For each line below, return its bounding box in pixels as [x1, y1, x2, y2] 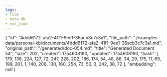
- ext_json [5, 21, 28, 26]
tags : [5, 7, 16, 12]
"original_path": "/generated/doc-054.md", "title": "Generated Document [5, 45, 155, 51]
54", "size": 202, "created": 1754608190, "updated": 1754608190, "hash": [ [5, 51, 159, 57]
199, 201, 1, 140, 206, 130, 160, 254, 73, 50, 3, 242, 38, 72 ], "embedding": [5, 61, 156, 67]
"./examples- [133, 35, 160, 41]
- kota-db [5, 16, 26, 21]
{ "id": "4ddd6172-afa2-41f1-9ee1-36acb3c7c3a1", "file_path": [5, 35, 132, 41]
